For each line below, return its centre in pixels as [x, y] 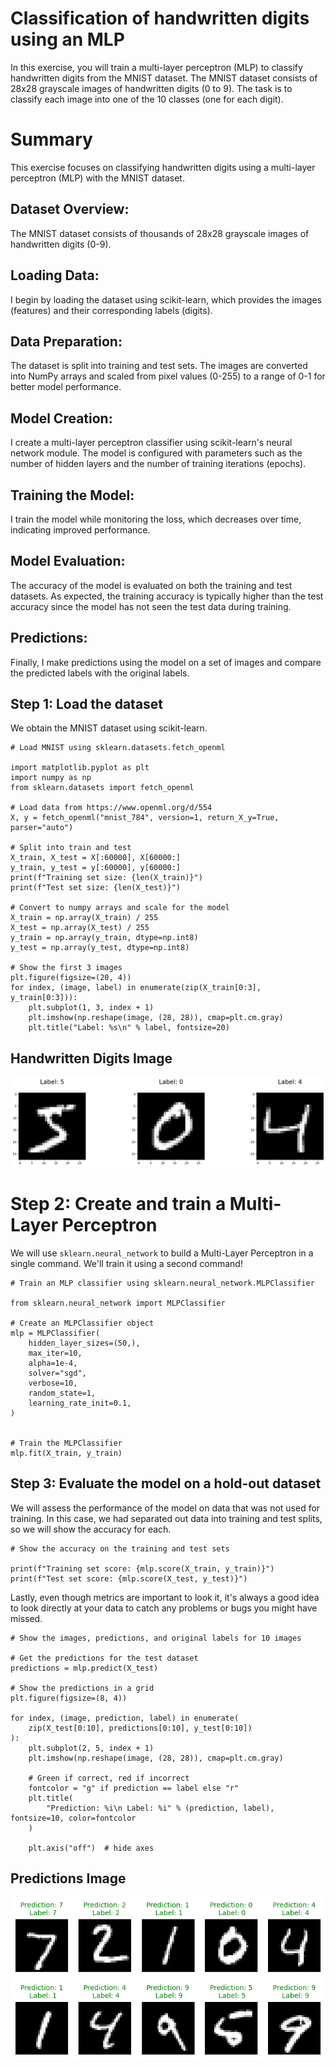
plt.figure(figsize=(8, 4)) [69, 1698]
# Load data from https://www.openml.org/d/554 [111, 808]
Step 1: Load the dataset [87, 703]
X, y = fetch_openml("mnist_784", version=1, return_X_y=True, [145, 818]
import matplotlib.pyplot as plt [80, 768]
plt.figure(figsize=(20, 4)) [71, 978]
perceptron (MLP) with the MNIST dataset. [97, 178]
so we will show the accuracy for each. [91, 1529]
